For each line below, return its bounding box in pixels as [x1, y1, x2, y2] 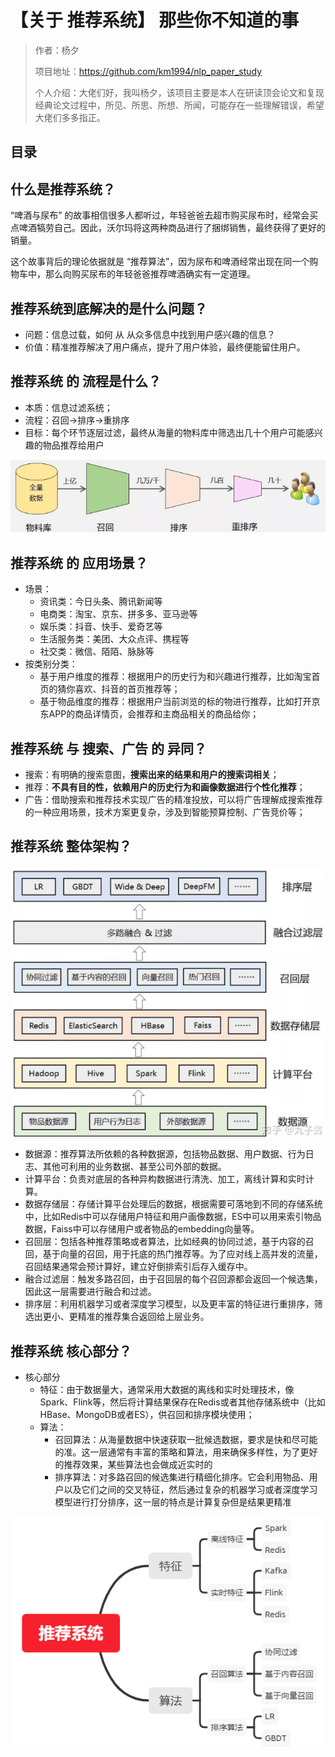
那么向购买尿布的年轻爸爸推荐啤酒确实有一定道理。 [44, 268, 256, 280]
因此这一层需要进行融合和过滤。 [24, 1286, 157, 1298]
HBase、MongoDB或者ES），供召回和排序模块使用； [39, 1409, 255, 1421]
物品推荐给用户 [42, 439, 105, 451]
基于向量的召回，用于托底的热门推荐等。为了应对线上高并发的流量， [42, 1248, 323, 1260]
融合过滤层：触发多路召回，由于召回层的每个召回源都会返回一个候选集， [24, 1273, 323, 1285]
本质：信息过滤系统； [24, 401, 113, 413]
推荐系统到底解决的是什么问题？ [10, 300, 208, 317]
